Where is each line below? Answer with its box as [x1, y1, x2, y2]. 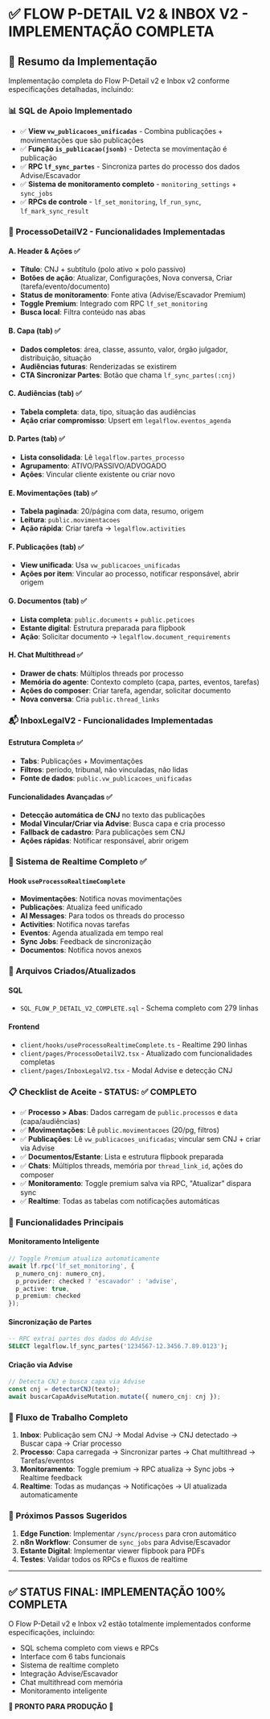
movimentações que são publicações [19, 135, 145, 145]
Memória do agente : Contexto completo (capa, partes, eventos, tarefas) [19, 676, 260, 686]
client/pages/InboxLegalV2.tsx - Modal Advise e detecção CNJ [19, 1065, 233, 1075]
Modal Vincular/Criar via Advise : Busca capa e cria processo [19, 819, 226, 829]
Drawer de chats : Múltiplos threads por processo [19, 668, 184, 678]
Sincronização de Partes [8, 1317, 92, 1326]
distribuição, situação [19, 352, 92, 363]
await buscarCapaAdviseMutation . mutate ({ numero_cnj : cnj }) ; [8, 1392, 221, 1401]
